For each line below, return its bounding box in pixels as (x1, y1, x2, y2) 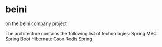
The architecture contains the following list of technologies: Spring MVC (5, 30, 157, 36)
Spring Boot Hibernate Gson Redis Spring (5, 36, 93, 42)
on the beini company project (5, 20, 67, 27)
